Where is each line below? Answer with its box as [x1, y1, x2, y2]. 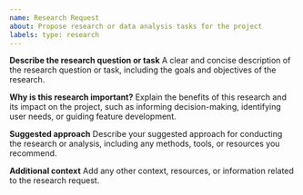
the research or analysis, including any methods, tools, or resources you [9, 138, 280, 150]
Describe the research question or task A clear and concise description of [9, 55, 291, 66]
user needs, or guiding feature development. [9, 111, 177, 122]
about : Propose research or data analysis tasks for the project [9, 22, 262, 31]
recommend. [9, 148, 57, 159]
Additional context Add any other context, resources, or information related [9, 165, 294, 177]
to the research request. [9, 175, 100, 186]
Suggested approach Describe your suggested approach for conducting [9, 129, 283, 140]
